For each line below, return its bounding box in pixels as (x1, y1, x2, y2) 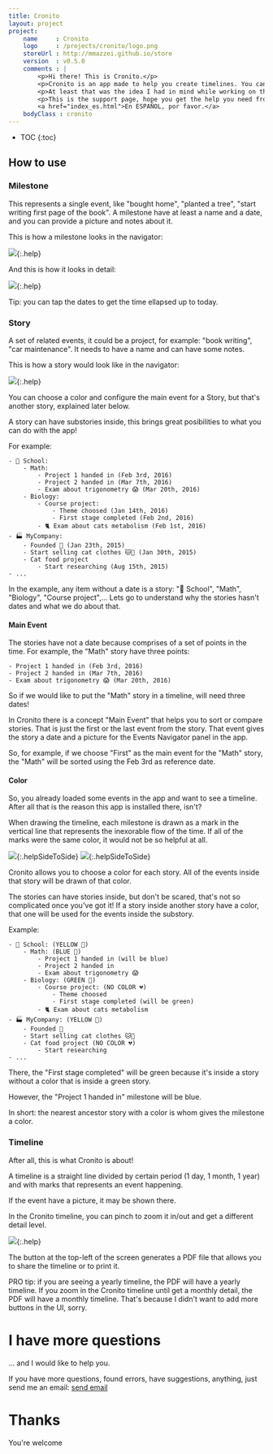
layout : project (8, 20, 63, 28)
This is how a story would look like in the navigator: (8, 359, 180, 370)
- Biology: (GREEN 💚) (23, 976, 96, 984)
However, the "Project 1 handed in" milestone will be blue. (8, 1092, 201, 1102)
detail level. (8, 1220, 47, 1230)
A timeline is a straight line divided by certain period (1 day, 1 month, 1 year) (8, 1171, 260, 1181)
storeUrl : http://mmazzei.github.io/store (23, 50, 173, 58)
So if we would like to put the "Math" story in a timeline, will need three (8, 691, 245, 701)
